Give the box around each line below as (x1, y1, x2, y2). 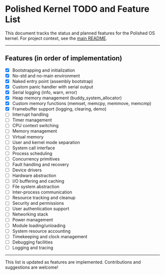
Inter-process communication (12, 189, 72, 195)
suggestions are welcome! (5, 264, 58, 270)
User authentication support (12, 206, 70, 212)
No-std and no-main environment (12, 73, 80, 79)
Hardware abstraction (12, 172, 56, 178)
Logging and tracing (12, 245, 54, 250)
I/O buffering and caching (12, 178, 65, 184)
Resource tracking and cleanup (12, 195, 76, 201)
